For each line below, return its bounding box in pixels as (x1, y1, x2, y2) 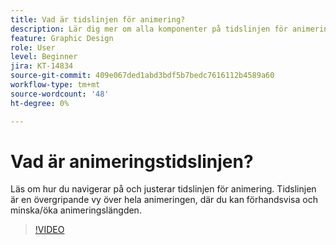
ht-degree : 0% (10, 98, 70, 108)
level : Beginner (10, 52, 78, 62)
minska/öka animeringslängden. (10, 204, 142, 216)
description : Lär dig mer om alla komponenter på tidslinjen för (10, 24, 288, 34)
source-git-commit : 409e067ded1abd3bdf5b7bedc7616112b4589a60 (10, 71, 275, 81)
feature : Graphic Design (10, 33, 114, 43)
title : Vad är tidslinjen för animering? (10, 14, 186, 25)
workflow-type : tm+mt (10, 80, 101, 90)
